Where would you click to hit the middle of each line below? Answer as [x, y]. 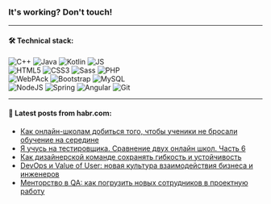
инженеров [40, 174]
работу [32, 191]
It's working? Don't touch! [60, 12]
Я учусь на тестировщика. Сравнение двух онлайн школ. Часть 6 [133, 148]
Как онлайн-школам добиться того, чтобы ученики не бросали [129, 131]
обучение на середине [59, 139]
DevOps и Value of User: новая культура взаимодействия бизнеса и [137, 165]
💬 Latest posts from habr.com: [60, 113]
